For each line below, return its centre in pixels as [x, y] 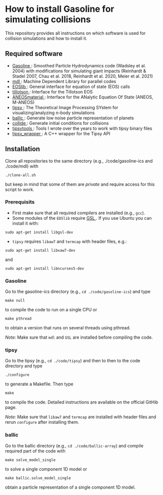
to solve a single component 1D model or [46, 469]
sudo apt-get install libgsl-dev [39, 232]
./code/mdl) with [22, 166]
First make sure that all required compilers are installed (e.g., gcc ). [79, 213]
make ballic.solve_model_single [38, 478]
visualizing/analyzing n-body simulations [53, 113]
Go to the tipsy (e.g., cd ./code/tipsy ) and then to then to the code [73, 361]
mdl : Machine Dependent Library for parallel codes [64, 81]
